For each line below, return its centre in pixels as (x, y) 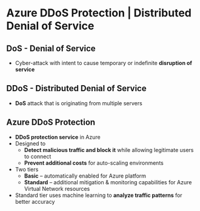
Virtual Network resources (57, 189)
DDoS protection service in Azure (58, 137)
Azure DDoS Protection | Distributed (99, 13)
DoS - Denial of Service (51, 48)
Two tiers (27, 169)
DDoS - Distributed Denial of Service (76, 88)
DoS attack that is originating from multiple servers (78, 103)
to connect (38, 156)
